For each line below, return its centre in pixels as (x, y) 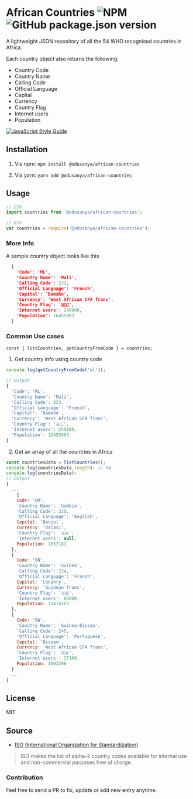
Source (20, 731)
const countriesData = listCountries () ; (56, 462)
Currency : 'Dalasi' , (42, 528)
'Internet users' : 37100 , (48, 659)
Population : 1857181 (42, 544)
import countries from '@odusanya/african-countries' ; (74, 212)
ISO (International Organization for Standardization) (76, 745)
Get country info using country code (58, 359)
